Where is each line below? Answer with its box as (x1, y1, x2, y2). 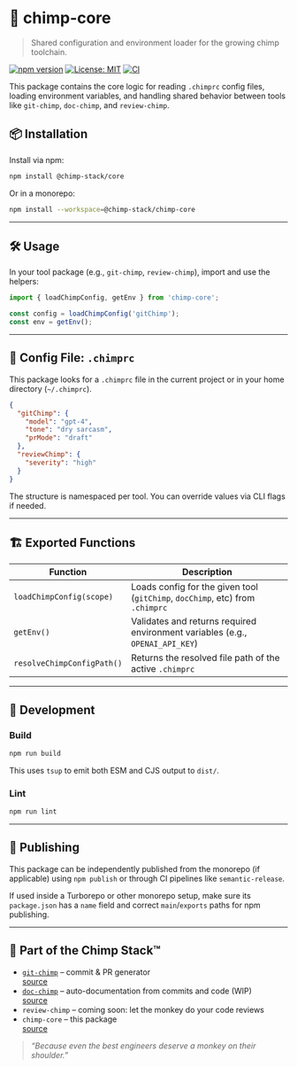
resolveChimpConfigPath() (13, 658, 123, 668)
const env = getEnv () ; (9, 318, 93, 327)
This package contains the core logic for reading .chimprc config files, (9, 81, 265, 91)
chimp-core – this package (21, 1014, 118, 1024)
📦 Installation (9, 127, 88, 142)
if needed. (9, 500, 47, 510)
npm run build (9, 749, 62, 758)
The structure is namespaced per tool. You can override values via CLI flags (9, 491, 286, 502)
